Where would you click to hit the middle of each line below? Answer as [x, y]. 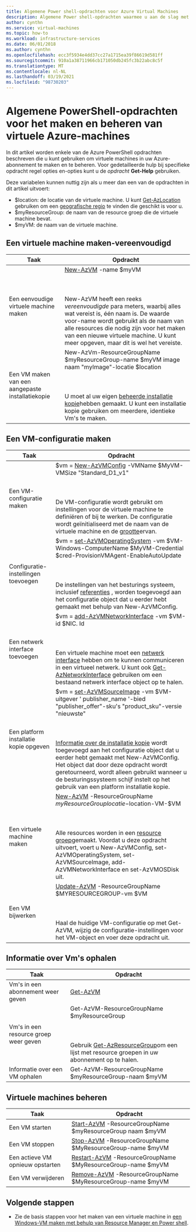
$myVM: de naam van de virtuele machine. [66, 225]
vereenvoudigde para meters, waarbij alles [123, 306]
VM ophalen [26, 1077]
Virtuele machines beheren [57, 1098]
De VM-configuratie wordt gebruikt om [109, 502]
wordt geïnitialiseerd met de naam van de [112, 523]
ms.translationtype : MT [35, 66]
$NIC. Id [73, 623]
